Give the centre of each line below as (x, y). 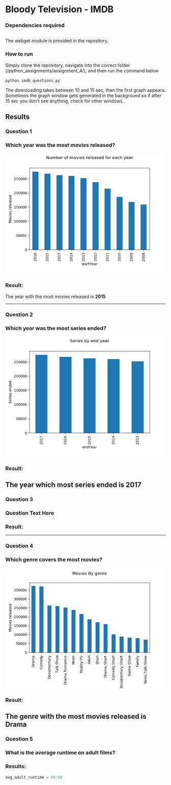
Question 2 (19, 315)
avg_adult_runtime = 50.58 (34, 778)
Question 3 (19, 500)
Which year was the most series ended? (56, 328)
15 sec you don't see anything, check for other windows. (65, 101)
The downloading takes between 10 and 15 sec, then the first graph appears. (85, 90)
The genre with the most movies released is (76, 716)
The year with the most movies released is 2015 (55, 296)
